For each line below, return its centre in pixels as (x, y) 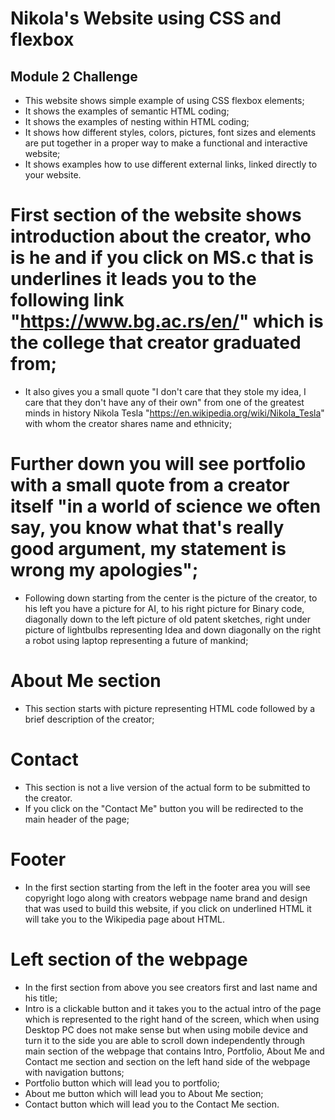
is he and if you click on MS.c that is (162, 258)
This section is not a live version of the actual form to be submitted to (167, 787)
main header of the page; (77, 819)
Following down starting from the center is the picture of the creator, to (171, 598)
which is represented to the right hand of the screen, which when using (172, 1019)
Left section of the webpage (129, 959)
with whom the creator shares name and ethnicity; (128, 423)
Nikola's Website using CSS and (146, 18)
